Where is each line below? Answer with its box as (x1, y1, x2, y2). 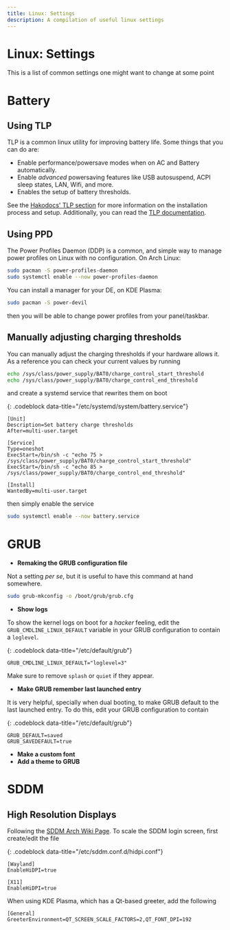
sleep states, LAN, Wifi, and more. (16, 181, 114, 189)
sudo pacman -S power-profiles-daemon (7, 267, 118, 275)
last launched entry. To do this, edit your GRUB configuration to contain (7, 706, 209, 714)
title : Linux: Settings (7, 10, 76, 17)
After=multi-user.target (7, 428, 78, 434)
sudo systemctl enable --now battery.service (7, 513, 139, 520)
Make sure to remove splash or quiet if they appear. (7, 672, 154, 680)
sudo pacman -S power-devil (7, 299, 88, 306)
